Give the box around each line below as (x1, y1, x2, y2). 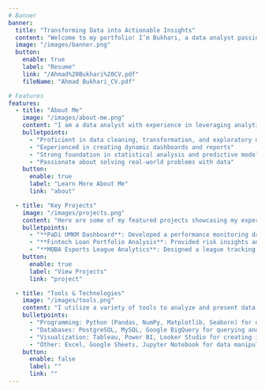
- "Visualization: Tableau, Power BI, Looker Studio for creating (28, 333, 252, 341)
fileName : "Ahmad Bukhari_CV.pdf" (22, 77, 136, 85)
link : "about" (28, 187, 77, 195)
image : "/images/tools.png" (22, 297, 114, 305)
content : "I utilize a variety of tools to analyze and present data (22, 304, 256, 312)
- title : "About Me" (15, 107, 83, 114)
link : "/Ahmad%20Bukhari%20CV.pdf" (22, 70, 140, 78)
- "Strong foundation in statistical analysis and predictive (28, 151, 238, 159)
